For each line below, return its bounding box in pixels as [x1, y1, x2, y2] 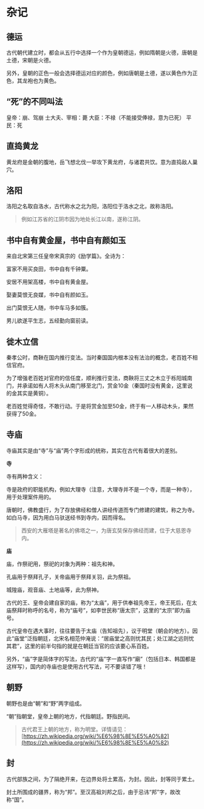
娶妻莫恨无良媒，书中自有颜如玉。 [6, 291, 92, 299]
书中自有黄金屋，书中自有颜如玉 [6, 235, 126, 245]
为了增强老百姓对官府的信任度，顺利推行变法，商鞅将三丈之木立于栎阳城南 [6, 375, 192, 382]
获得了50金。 [6, 410, 40, 417]
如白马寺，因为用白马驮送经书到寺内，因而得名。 [6, 513, 129, 521]
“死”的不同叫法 [6, 97, 63, 107]
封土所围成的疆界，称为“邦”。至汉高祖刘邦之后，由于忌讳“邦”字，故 [6, 788, 175, 796]
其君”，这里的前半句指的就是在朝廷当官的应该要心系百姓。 [6, 642, 153, 650]
